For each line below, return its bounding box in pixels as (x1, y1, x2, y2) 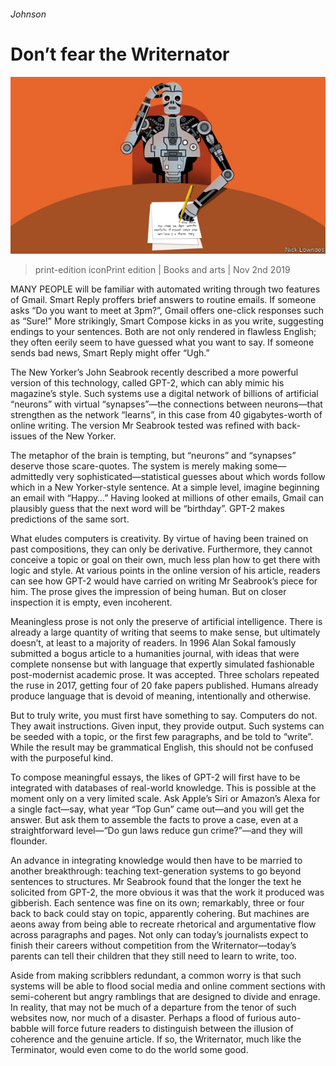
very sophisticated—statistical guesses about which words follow (56, 471, 326, 483)
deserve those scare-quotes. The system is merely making (10, 460, 253, 472)
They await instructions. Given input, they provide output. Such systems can (10, 720, 325, 732)
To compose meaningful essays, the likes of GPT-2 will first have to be (10, 771, 301, 784)
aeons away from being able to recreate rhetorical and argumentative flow (10, 918, 317, 930)
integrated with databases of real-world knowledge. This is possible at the (10, 782, 317, 794)
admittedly (10, 471, 55, 483)
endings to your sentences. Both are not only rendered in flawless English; (10, 326, 317, 338)
